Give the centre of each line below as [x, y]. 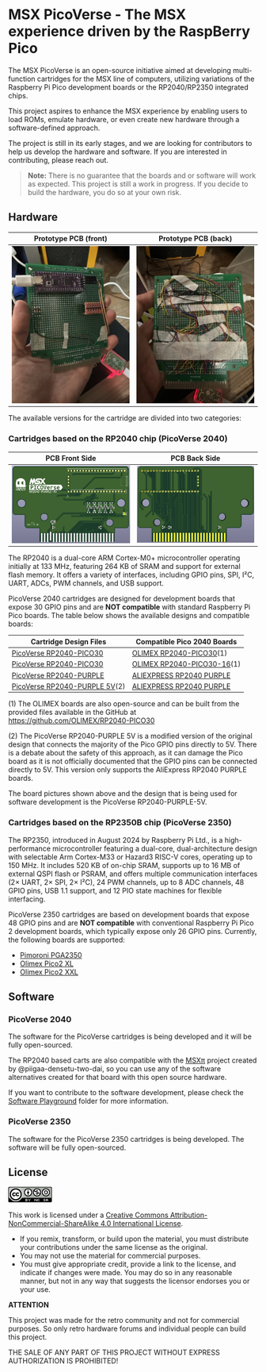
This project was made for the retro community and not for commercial [124, 1320]
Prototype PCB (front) [71, 239]
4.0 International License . [142, 1224]
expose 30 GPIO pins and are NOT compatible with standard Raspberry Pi [129, 607]
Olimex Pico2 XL [46, 963]
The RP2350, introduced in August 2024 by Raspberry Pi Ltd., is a [116, 840]
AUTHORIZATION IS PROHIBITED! [63, 1361]
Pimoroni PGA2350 [51, 955]
